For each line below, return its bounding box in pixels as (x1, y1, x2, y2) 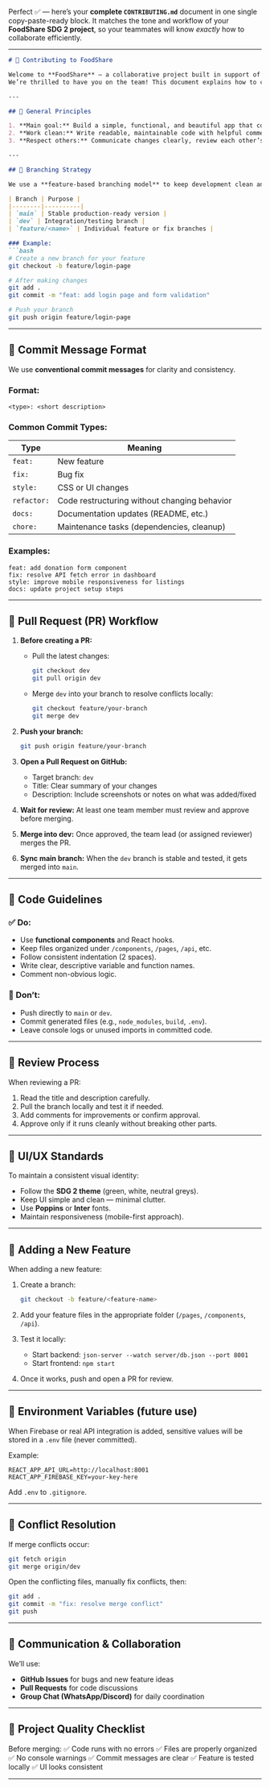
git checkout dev (31, 667, 91, 675)
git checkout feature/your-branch (31, 705, 148, 713)
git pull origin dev (31, 674, 101, 683)
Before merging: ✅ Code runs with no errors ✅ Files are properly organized (8, 1744, 257, 1753)
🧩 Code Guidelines (8, 893, 103, 907)
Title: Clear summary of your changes (31, 780, 157, 790)
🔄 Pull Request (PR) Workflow (8, 614, 159, 627)
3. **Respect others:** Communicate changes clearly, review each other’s (8, 137, 264, 145)
